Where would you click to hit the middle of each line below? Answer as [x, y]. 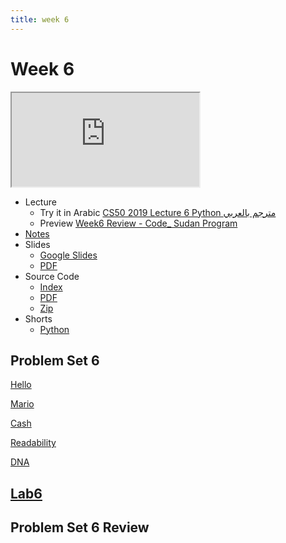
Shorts [38, 318]
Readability [33, 443]
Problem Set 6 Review [80, 527]
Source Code [52, 276]
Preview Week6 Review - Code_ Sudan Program [138, 223]
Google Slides [68, 255]
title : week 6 [40, 19]
